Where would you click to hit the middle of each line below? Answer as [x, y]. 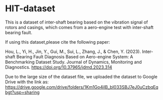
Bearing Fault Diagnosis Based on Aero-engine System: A [75, 56]
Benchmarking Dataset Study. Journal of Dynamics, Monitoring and [73, 62]
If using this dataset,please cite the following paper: [58, 42]
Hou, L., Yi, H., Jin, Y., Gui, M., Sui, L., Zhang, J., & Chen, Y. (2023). [73, 51]
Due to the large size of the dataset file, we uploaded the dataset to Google [81, 76]
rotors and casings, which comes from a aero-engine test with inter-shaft [79, 27]
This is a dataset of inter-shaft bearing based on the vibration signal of [77, 22]
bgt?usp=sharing [22, 92]
